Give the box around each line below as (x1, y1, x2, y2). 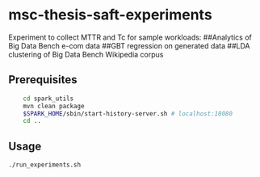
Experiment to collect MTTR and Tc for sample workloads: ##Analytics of (8, 32, 252, 42)
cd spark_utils (23, 95, 74, 103)
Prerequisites (8, 73, 78, 86)
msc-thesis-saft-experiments (8, 6, 212, 24)
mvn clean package (23, 102, 85, 110)
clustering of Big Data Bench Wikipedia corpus (8, 49, 164, 59)
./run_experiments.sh (8, 161, 82, 169)
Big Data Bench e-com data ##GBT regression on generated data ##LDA (8, 40, 250, 50)
